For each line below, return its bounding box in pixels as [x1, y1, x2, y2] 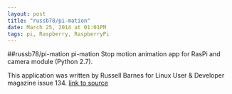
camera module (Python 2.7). [7, 58, 93, 66]
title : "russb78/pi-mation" [7, 17, 91, 24]
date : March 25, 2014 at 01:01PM [7, 23, 107, 31]
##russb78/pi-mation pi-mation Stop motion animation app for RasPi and [7, 50, 221, 58]
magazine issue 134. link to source [7, 79, 109, 88]
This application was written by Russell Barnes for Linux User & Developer [7, 71, 225, 80]
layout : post [7, 10, 46, 18]
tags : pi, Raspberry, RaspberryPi [7, 30, 110, 38]
